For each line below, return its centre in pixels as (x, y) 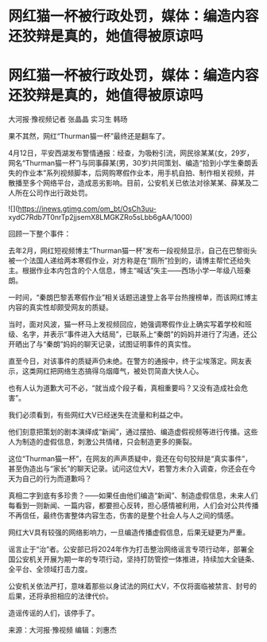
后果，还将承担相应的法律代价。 (60, 596)
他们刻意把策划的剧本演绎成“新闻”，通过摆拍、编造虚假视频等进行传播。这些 (133, 432)
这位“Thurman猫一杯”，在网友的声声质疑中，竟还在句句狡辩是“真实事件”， (130, 459)
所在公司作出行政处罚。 (53, 193)
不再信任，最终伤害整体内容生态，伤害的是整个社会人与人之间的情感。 (123, 515)
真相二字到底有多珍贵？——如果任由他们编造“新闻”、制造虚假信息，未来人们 (133, 495)
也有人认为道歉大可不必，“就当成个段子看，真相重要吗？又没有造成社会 (125, 388)
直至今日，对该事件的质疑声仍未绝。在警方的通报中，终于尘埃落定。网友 (126, 361)
